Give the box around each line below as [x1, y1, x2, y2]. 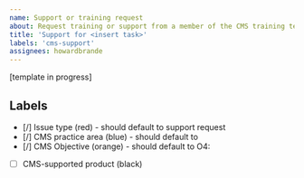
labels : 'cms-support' [9, 38, 95, 48]
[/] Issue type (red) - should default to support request [22, 121, 226, 132]
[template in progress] [9, 71, 92, 82]
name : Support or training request [9, 13, 144, 23]
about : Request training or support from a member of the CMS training [9, 22, 285, 31]
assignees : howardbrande [9, 47, 103, 56]
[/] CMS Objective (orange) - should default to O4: [22, 141, 211, 152]
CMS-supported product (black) [22, 158, 143, 169]
